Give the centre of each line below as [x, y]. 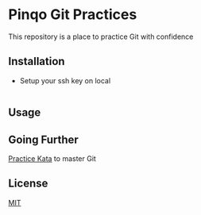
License [28, 184]
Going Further [44, 139]
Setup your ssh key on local [65, 80]
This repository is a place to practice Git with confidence [101, 36]
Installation [37, 61]
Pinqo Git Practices [73, 15]
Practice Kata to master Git [52, 158]
